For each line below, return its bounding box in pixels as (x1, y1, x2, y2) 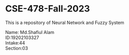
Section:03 (5, 45, 28, 51)
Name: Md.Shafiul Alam (5, 29, 55, 35)
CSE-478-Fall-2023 (5, 3, 90, 14)
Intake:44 (5, 39, 25, 45)
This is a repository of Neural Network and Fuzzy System (5, 19, 124, 25)
